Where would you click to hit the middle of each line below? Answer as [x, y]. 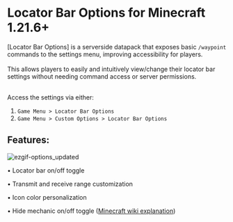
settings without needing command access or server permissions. [102, 76]
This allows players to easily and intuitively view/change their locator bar [111, 69]
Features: [29, 140]
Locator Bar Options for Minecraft [106, 13]
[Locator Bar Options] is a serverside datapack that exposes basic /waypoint [117, 47]
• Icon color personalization [47, 197]
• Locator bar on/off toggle [46, 170]
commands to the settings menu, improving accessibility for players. [105, 54]
